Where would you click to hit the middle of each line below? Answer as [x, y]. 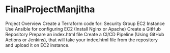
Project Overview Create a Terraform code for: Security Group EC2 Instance [85, 23]
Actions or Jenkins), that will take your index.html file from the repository [81, 40]
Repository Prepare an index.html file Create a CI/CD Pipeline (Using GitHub [85, 34]
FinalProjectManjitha [50, 9]
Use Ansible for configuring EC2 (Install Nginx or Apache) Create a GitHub [83, 29]
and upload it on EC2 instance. [37, 45]
